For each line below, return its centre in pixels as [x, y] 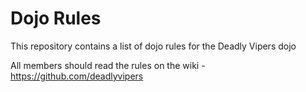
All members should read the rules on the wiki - [108, 65]
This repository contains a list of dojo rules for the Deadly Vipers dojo [153, 46]
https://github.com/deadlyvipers [77, 76]
